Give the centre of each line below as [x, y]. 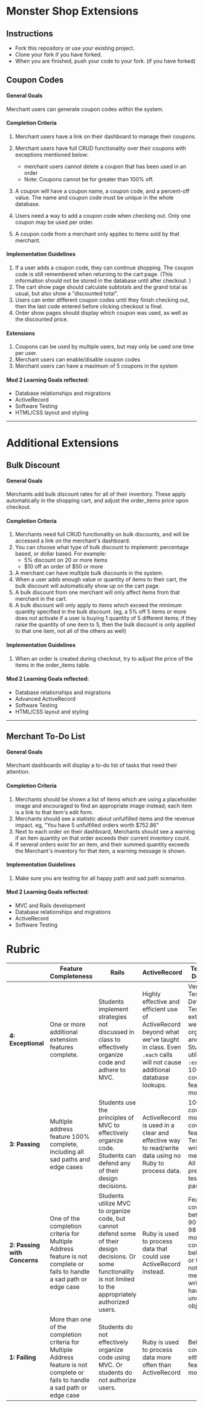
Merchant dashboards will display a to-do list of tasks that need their [92, 765]
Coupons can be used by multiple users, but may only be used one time [105, 346]
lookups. [155, 1085]
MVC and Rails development [50, 906]
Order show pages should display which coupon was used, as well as [101, 313]
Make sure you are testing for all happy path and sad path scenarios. [100, 878]
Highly [152, 994]
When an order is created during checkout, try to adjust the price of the [104, 658]
